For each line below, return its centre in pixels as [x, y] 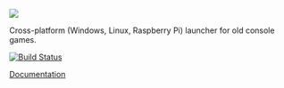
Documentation [38, 74]
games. [23, 40]
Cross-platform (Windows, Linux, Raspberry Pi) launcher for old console [142, 30]
